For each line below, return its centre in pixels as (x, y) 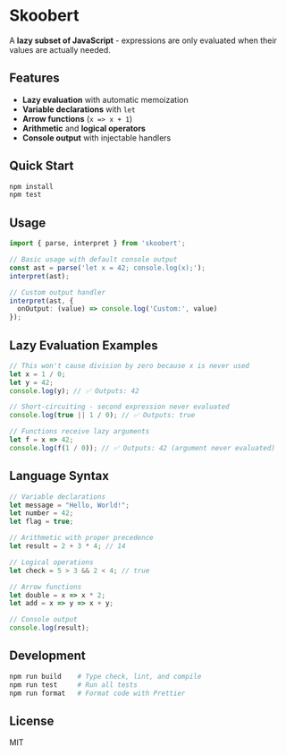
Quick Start (42, 166)
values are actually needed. (60, 49)
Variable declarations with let (79, 109)
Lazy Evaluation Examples (84, 345)
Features (34, 78)
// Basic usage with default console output (93, 260)
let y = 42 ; (31, 382)
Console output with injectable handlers (97, 137)
